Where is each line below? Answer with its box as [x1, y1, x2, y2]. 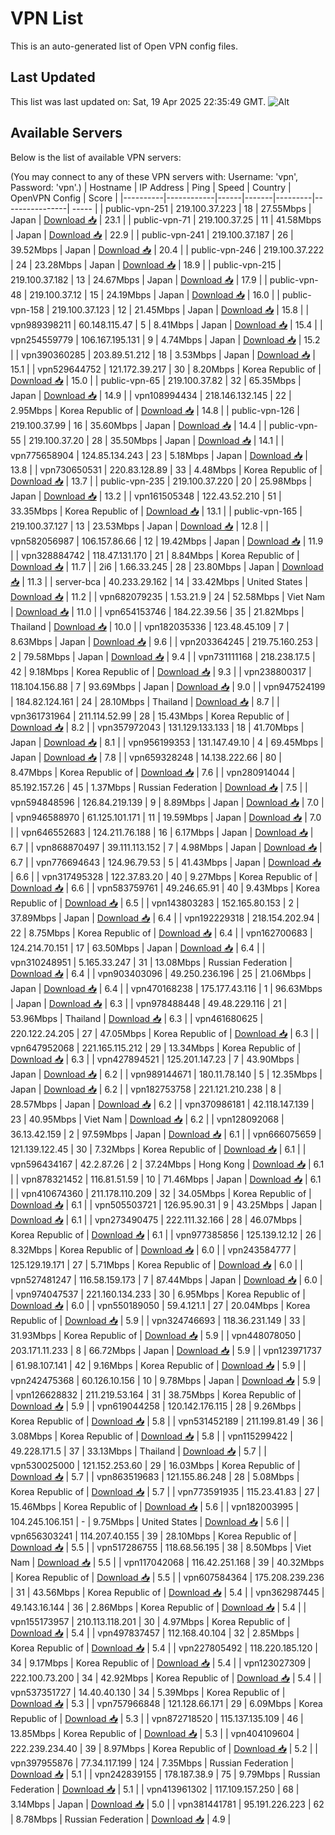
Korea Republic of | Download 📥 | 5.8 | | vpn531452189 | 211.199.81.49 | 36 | [10, 1415, 324, 1427]
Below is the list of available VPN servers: [10, 151, 182, 163]
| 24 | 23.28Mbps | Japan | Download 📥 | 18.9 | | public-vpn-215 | [10, 258, 282, 271]
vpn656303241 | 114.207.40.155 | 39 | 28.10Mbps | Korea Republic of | [10, 1530, 297, 1542]
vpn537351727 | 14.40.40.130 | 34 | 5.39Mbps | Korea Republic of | [10, 1686, 286, 1698]
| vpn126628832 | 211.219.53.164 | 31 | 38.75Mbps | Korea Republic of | [10, 1388, 302, 1401]
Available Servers [10, 125, 123, 142]
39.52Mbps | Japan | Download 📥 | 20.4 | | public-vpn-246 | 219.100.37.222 [10, 243, 325, 256]
